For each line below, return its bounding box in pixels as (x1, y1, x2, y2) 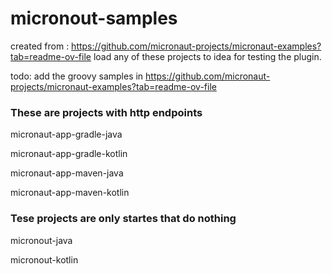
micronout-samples (10, 7, 178, 30)
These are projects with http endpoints (10, 105, 203, 119)
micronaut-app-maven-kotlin (10, 187, 130, 199)
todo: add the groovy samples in (10, 70, 144, 82)
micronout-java (10, 234, 73, 246)
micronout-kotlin (10, 253, 79, 266)
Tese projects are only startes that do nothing (10, 212, 237, 226)
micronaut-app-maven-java (10, 167, 124, 179)
